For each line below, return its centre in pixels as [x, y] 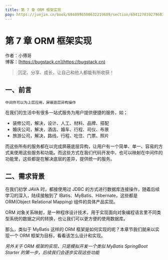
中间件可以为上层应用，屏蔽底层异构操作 [40, 103]
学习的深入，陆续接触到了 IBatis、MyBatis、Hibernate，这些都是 [71, 195]
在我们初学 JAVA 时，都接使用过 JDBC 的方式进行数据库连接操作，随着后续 [82, 189]
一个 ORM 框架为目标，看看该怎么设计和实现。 [57, 235]
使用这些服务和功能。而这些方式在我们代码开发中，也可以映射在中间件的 [88, 153]
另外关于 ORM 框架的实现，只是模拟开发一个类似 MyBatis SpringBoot [76, 246]
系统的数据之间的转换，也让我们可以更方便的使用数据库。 [68, 219]
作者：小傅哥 [18, 56]
